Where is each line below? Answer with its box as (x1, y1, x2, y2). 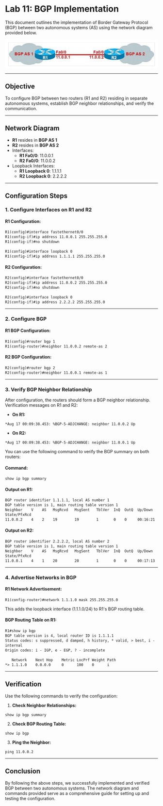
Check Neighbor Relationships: (12, 702, 77, 708)
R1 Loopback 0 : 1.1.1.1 (19, 168, 62, 174)
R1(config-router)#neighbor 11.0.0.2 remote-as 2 (5, 344, 108, 349)
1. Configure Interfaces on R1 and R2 (5, 206, 92, 213)
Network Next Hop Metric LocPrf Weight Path (11, 658, 116, 662)
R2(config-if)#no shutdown (5, 285, 60, 290)
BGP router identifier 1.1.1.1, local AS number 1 (5, 498, 110, 503)
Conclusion (5, 767, 41, 775)
